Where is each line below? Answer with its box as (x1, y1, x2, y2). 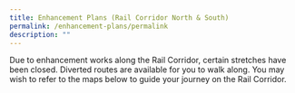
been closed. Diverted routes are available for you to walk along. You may (9, 64, 285, 75)
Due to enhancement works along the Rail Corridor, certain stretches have (9, 55, 287, 66)
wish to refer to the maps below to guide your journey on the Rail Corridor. (9, 74, 288, 85)
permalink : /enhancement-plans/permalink (9, 22, 169, 31)
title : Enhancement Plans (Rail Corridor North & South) (9, 13, 230, 23)
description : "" (9, 30, 71, 39)
